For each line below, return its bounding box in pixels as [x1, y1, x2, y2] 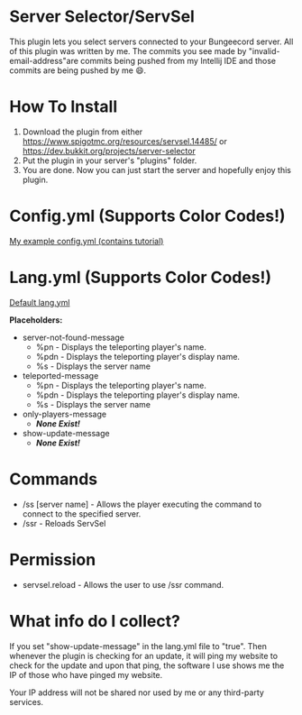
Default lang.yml [9, 297, 70, 307]
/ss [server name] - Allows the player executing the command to [22, 499, 262, 509]
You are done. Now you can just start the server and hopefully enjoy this [22, 164, 291, 175]
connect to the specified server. [22, 508, 142, 519]
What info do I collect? [9, 610, 180, 631]
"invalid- [248, 45, 280, 56]
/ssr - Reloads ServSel [22, 518, 106, 528]
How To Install [9, 96, 118, 117]
